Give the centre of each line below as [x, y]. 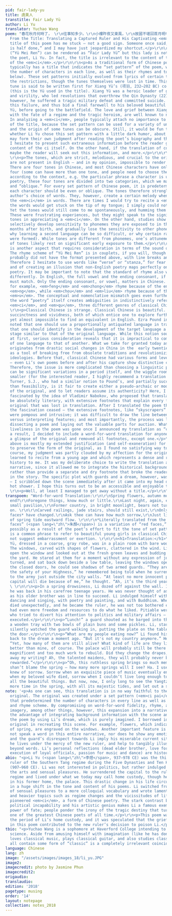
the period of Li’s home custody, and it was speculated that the [82, 820]
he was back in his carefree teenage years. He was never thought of [85, 591]
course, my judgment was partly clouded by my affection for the [81, 453]
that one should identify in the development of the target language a [88, 329]
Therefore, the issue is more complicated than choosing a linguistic [87, 367]
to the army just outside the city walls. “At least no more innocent [87, 577]
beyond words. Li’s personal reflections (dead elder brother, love [84, 748]
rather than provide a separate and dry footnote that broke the [81, 472]
